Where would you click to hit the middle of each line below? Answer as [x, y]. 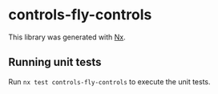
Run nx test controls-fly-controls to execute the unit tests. [109, 81]
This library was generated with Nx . [67, 37]
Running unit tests [55, 62]
